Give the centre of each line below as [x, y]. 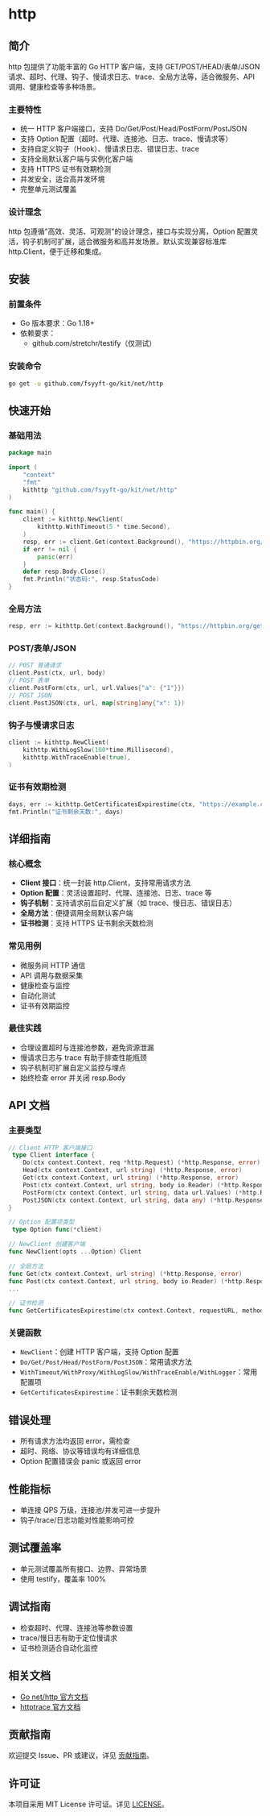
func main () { [32, 512]
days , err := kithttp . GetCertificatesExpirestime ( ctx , [102, 804]
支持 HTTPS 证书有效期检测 [65, 169]
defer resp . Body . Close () [64, 572]
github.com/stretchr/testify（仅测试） [94, 343]
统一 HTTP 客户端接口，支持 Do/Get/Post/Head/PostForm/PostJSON [133, 129]
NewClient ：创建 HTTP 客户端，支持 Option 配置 [99, 1352]
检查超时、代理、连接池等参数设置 [76, 1627]
